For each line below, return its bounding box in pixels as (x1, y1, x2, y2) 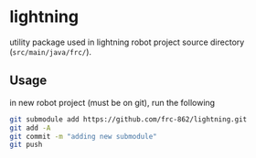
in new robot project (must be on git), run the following (9, 97, 216, 108)
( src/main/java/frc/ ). (9, 46, 92, 57)
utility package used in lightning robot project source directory (9, 37, 245, 47)
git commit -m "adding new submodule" (9, 132, 157, 141)
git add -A (9, 123, 51, 132)
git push (9, 140, 43, 150)
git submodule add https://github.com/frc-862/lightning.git (9, 114, 248, 124)
